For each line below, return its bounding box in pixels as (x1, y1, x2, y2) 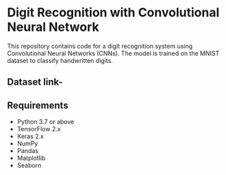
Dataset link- (7, 77, 63, 88)
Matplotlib (16, 154, 46, 162)
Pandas (16, 147, 39, 155)
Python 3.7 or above (16, 118, 75, 126)
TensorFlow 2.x (16, 125, 61, 133)
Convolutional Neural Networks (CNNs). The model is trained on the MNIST (7, 49, 220, 57)
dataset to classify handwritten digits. (7, 56, 113, 64)
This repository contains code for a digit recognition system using (7, 42, 193, 50)
